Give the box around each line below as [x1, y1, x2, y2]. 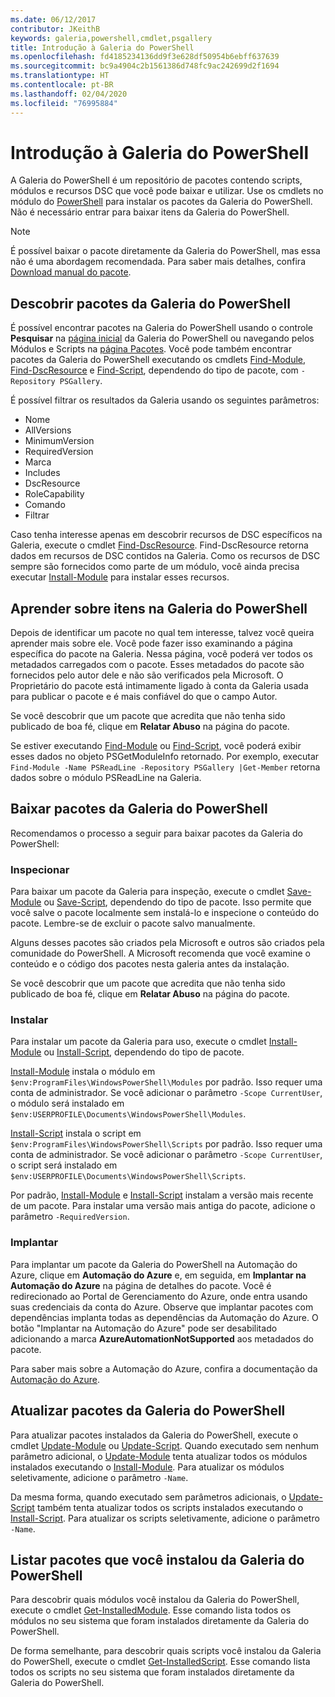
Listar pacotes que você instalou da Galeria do [10, 1551, 305, 1568]
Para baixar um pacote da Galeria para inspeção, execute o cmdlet [10, 886, 285, 898]
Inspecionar [10, 862, 70, 876]
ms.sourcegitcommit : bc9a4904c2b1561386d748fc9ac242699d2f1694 [10, 61, 280, 71]
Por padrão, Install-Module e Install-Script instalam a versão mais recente [10, 1189, 314, 1201]
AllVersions [24, 424, 72, 436]
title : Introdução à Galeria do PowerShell [10, 42, 195, 53]
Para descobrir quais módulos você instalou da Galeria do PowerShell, [10, 1594, 300, 1606]
